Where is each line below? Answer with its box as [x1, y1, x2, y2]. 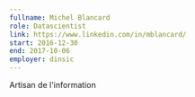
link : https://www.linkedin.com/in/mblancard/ [9, 30, 187, 39]
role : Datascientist [9, 22, 87, 31]
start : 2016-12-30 [9, 38, 78, 48]
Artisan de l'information [9, 80, 96, 90]
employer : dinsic [9, 55, 75, 64]
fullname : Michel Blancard [9, 13, 111, 22]
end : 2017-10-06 [9, 47, 70, 56]
